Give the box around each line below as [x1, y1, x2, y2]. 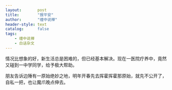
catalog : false [5, 27, 50, 32]
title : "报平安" [5, 12, 54, 17]
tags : [5, 31, 17, 36]
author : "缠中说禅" [5, 17, 58, 22]
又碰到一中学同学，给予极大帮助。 [5, 62, 77, 68]
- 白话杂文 [14, 41, 35, 46]
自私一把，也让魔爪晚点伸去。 [5, 79, 68, 85]
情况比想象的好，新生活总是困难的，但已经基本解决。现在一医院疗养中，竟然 [5, 55, 167, 61]
